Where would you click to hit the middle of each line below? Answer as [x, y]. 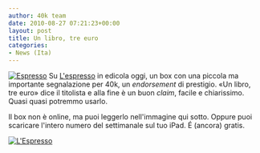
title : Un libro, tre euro [53, 38]
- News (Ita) [30, 53]
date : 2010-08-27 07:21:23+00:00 [64, 23]
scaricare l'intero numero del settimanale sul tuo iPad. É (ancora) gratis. [126, 125]
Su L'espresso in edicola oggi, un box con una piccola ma [144, 76]
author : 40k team [37, 16]
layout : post [30, 30]
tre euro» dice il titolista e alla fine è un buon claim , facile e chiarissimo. [126, 93]
